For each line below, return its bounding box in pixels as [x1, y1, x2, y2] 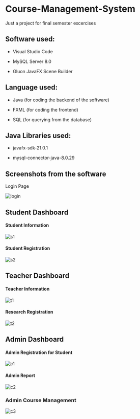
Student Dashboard [5, 208, 69, 216]
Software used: [5, 35, 55, 43]
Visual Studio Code [12, 48, 53, 54]
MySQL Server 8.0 [12, 58, 52, 64]
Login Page [5, 183, 30, 189]
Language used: [5, 83, 58, 92]
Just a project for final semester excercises [5, 20, 96, 26]
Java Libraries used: [5, 131, 71, 140]
